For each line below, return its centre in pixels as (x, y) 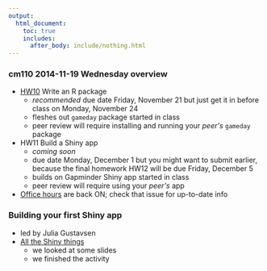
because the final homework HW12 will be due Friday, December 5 (143, 169)
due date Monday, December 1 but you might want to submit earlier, (145, 160)
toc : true (40, 31)
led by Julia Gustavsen (58, 233)
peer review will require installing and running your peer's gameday (141, 126)
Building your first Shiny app (65, 215)
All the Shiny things (52, 241)
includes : (40, 38)
